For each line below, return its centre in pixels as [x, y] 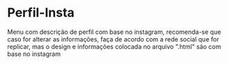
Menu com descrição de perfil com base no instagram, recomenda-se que [114, 32]
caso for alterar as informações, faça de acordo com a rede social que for [113, 39]
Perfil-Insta [41, 13]
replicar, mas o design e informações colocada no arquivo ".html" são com [114, 46]
